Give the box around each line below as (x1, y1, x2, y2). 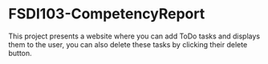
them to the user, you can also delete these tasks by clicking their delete (8, 39, 248, 49)
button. (8, 48, 32, 58)
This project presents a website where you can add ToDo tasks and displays (8, 31, 261, 41)
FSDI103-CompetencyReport (8, 5, 205, 23)
